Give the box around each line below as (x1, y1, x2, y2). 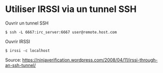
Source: (5, 56, 21, 63)
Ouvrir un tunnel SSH (5, 20, 49, 26)
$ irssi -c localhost (5, 48, 50, 53)
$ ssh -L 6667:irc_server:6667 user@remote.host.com (5, 29, 117, 34)
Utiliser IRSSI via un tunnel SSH (5, 3, 137, 15)
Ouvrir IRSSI (5, 38, 30, 44)
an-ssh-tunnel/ (5, 62, 36, 68)
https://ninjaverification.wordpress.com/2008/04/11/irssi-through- (22, 56, 158, 63)
